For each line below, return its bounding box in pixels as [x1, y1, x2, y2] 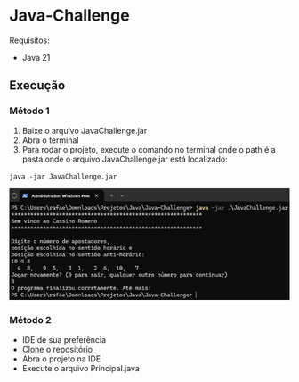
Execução [9, 78, 66, 94]
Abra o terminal [21, 135, 79, 145]
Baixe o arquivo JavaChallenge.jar [21, 125, 148, 136]
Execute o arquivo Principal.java [21, 362, 141, 373]
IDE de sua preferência [21, 334, 107, 345]
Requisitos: [9, 35, 51, 46]
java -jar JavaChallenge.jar [9, 171, 117, 181]
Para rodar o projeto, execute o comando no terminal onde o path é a [21, 144, 276, 154]
